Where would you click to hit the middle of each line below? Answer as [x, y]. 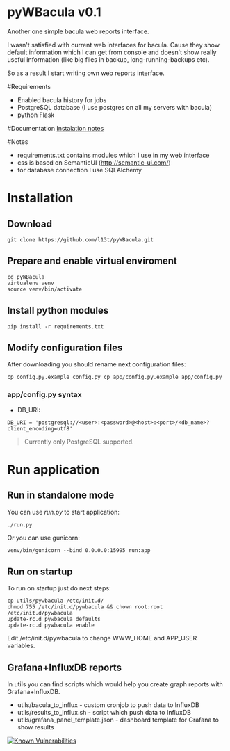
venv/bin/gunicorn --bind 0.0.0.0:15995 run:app [79, 550]
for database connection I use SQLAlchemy [80, 170]
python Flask [36, 115]
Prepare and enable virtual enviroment [92, 261]
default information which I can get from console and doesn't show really [112, 52]
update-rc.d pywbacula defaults [54, 620]
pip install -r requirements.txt [56, 326]
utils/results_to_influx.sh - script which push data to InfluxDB [104, 713]
